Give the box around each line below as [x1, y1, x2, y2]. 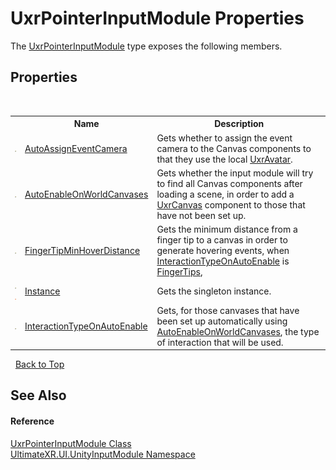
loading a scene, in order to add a [156, 188, 295, 200]
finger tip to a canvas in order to [156, 234, 288, 246]
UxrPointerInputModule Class [10, 437, 132, 449]
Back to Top [14, 358, 65, 370]
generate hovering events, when [156, 245, 290, 256]
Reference [10, 415, 55, 427]
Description [214, 118, 265, 130]
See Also [10, 387, 67, 404]
